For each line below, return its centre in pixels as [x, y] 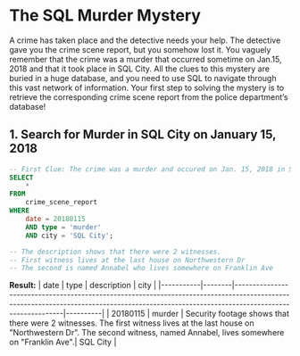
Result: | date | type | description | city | [83, 286]
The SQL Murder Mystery [105, 16]
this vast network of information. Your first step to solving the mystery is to [147, 87]
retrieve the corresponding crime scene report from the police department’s [149, 97]
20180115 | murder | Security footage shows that [200, 314]
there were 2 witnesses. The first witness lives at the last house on [132, 323]
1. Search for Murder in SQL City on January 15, [143, 135]
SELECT [21, 178]
